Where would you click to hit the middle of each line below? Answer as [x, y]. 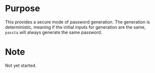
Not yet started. [21, 65]
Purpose [23, 9]
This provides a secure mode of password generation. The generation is [77, 22]
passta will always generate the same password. [54, 32]
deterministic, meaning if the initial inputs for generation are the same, [76, 27]
